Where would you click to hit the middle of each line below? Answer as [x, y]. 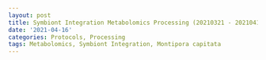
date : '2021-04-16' [40, 30]
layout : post [30, 15]
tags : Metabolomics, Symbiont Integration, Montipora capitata [115, 44]
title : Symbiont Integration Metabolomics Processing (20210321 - [120, 23]
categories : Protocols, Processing [67, 37]
